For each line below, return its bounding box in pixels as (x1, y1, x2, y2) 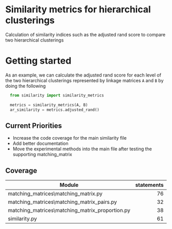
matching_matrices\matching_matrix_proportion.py (8, 207, 131, 214)
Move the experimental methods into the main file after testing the (12, 146, 152, 152)
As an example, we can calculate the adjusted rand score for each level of (5, 72, 161, 78)
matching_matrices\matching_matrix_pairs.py (8, 199, 117, 205)
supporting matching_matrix (12, 151, 73, 158)
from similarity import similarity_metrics (10, 92, 104, 98)
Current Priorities (5, 121, 62, 130)
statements (135, 181, 164, 188)
